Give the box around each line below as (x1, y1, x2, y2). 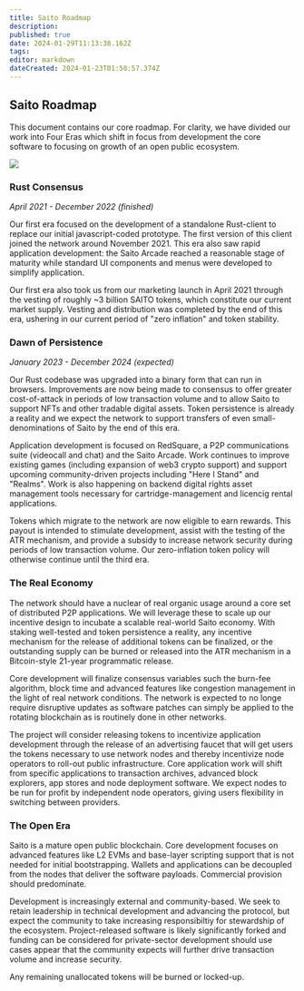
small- (252, 413, 277, 424)
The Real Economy (9, 577, 93, 590)
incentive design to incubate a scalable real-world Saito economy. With (9, 616, 275, 627)
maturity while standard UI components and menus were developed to (9, 257, 272, 268)
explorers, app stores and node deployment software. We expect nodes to (9, 777, 288, 788)
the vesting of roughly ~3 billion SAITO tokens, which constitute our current (9, 294, 292, 305)
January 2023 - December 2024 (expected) (9, 357, 175, 368)
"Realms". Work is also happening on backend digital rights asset (9, 478, 253, 490)
